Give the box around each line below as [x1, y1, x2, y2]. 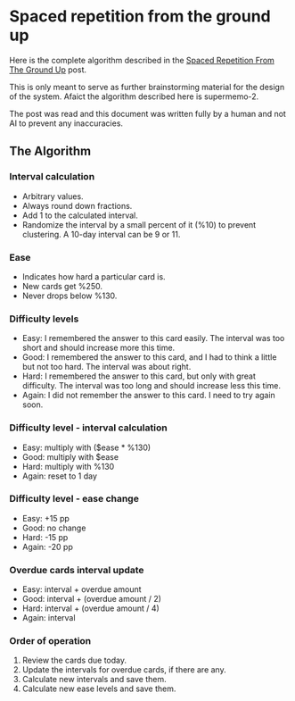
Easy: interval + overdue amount [21, 584, 142, 595]
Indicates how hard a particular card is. [21, 271, 167, 282]
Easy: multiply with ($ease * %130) [21, 442, 152, 453]
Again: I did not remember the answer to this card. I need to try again [21, 390, 276, 401]
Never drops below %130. [21, 290, 118, 301]
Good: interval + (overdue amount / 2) [21, 594, 162, 605]
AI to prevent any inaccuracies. [9, 118, 123, 129]
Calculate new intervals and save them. [21, 674, 167, 685]
